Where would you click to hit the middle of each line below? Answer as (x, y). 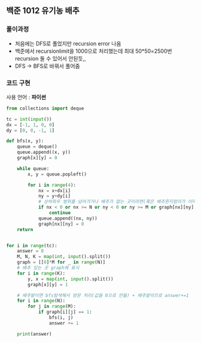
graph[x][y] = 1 (48, 284)
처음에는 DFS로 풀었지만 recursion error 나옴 (68, 43)
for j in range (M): (52, 306)
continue (60, 213)
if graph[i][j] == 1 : (65, 312)
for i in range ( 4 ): (52, 185)
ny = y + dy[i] (54, 196)
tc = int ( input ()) (29, 119)
